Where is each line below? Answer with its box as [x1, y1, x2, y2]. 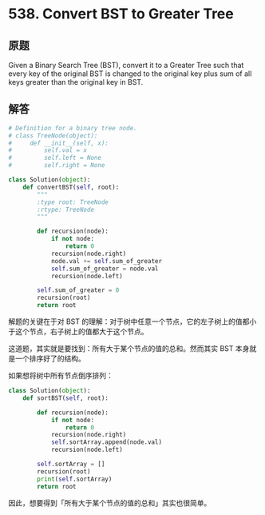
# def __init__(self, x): [8, 139, 109, 147]
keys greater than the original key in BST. [8, 78, 144, 86]
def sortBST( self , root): [22, 393, 109, 402]
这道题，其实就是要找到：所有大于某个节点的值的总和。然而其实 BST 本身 [8, 344, 250, 353]
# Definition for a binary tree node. [8, 124, 137, 132]
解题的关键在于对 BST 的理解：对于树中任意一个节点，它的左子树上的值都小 [8, 317, 257, 326]
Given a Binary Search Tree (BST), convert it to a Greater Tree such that [8, 61, 244, 70]
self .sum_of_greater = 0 [37, 286, 120, 294]
